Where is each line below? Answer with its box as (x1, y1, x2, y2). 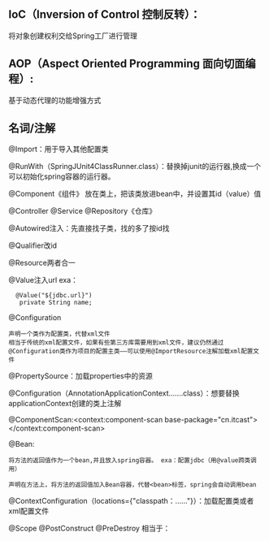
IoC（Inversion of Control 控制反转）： (8, 7, 202, 22)
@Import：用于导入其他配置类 (8, 145, 109, 154)
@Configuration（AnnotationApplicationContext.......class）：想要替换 (8, 388, 240, 398)
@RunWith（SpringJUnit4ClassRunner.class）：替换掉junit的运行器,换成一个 (8, 162, 262, 171)
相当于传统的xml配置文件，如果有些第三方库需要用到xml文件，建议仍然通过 (8, 339, 224, 347)
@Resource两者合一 (8, 258, 76, 268)
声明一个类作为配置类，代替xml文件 (8, 330, 111, 339)
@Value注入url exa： (8, 275, 79, 285)
